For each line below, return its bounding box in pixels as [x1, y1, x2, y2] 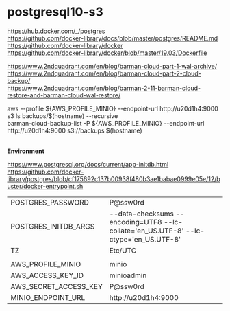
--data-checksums [109, 209, 175, 218]
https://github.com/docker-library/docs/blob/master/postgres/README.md [7, 34, 218, 42]
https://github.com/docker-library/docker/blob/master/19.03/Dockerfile [7, 49, 207, 57]
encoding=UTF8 [109, 217, 162, 227]
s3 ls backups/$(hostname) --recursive [7, 111, 118, 120]
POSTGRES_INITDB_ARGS [10, 221, 95, 231]
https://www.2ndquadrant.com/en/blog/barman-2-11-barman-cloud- [7, 84, 201, 92]
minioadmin [109, 270, 147, 280]
